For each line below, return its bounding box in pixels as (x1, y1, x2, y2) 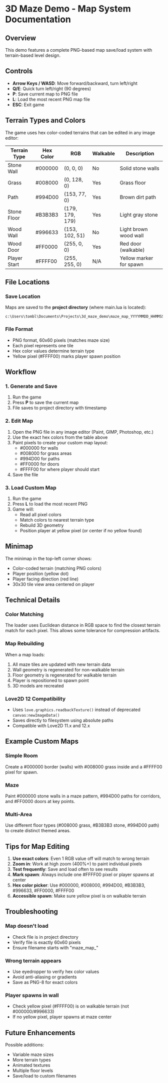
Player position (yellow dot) (12, 570, 69, 576)
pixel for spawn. (5, 769, 38, 775)
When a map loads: (5, 651, 45, 657)
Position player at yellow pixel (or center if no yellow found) (19, 527, 142, 533)
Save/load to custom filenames (12, 1073, 76, 1079)
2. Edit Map (5, 418, 33, 425)
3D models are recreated (12, 682, 64, 688)
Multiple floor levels (12, 1067, 53, 1073)
